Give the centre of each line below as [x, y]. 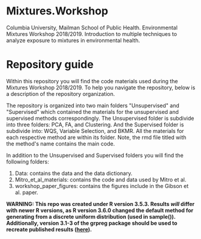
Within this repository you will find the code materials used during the [92, 81]
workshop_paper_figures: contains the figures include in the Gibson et [102, 186]
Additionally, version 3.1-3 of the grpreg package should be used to [92, 223]
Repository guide [50, 65]
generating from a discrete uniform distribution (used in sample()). [91, 216]
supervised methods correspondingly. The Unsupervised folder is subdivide [100, 118]
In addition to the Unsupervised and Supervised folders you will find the [95, 155]
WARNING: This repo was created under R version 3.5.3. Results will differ [100, 204]
